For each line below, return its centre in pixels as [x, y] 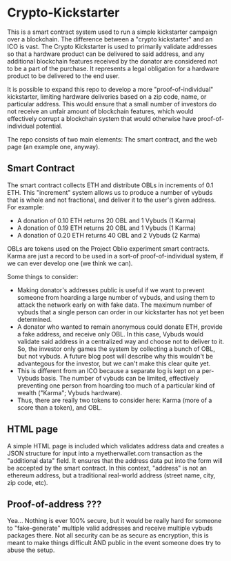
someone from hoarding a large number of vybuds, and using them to [116, 297]
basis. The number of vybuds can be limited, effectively [120, 378]
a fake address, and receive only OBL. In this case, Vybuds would [110, 334]
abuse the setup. [31, 550]
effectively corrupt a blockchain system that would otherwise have [102, 118]
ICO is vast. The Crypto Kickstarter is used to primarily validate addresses [112, 46]
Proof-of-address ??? [54, 504]
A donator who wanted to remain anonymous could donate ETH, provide [120, 327]
